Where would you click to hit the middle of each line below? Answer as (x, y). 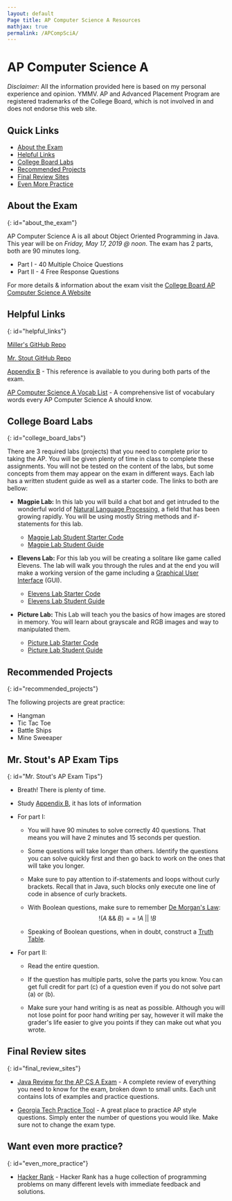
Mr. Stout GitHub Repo (39, 358)
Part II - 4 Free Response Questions (68, 271)
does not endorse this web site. (52, 109)
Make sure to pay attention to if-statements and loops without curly (124, 880)
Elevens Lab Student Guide (66, 601)
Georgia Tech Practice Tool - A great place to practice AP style (107, 1110)
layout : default (30, 14)
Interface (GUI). (39, 580)
